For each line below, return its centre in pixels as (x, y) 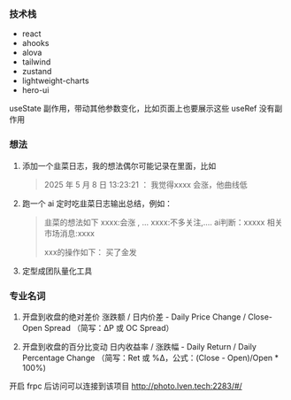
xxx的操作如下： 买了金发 (90, 252)
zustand (37, 72)
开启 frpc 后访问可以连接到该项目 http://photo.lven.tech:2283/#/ (126, 386)
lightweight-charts (56, 81)
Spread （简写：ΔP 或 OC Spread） (109, 327)
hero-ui (35, 90)
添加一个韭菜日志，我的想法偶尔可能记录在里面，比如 (119, 165)
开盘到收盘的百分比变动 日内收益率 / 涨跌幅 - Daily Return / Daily (139, 346)
